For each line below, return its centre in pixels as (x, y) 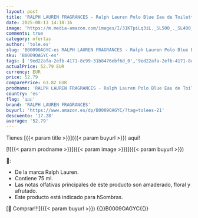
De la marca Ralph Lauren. (47, 172)
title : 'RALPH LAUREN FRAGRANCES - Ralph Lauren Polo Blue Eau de (89, 17)
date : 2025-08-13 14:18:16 (39, 22)
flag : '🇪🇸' (21, 99)
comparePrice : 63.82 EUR (37, 83)
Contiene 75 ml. (34, 179)
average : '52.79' (27, 121)
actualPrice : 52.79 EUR (35, 66)
